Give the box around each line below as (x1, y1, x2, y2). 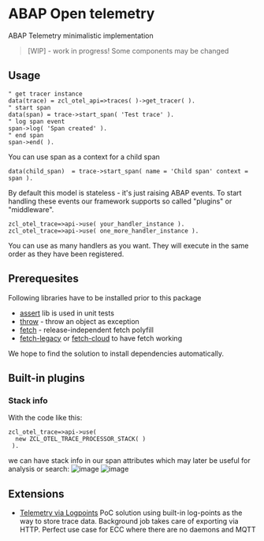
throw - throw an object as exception (19, 316, 139, 326)
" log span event (8, 118, 65, 125)
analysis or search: (8, 465, 69, 474)
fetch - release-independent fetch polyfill (19, 325, 154, 334)
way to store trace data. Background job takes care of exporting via (19, 517, 239, 526)
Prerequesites (8, 272, 79, 285)
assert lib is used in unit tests (19, 308, 114, 318)
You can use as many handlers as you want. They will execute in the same (8, 241, 249, 250)
